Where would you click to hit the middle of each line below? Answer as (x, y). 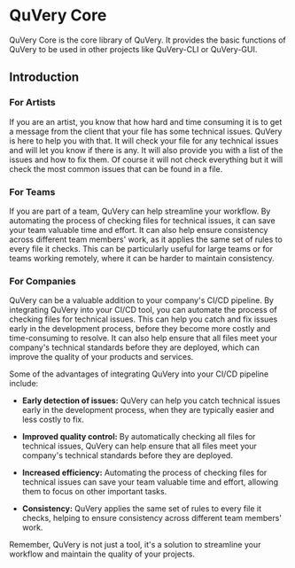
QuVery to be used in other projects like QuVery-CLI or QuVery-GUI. (133, 49)
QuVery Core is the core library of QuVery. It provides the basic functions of (147, 40)
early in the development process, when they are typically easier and (148, 410)
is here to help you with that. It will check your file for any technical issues (144, 140)
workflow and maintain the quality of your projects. (102, 554)
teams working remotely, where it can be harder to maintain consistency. (142, 258)
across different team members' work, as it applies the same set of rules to (146, 239)
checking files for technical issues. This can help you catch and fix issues (144, 319)
